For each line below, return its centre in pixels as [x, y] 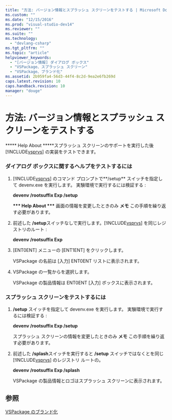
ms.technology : [21, 39]
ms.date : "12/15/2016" [29, 19]
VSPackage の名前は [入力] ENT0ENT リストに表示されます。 [77, 261]
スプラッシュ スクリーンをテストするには [56, 297]
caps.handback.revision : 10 [35, 86]
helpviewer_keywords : [28, 57]
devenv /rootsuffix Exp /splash [46, 370]
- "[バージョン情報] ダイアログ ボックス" [50, 62]
